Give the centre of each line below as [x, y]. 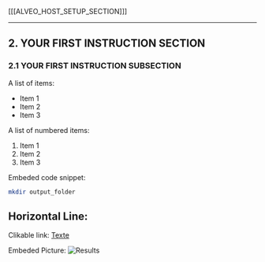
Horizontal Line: [48, 216]
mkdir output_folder [42, 192]
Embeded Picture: [37, 250]
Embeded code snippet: [47, 177]
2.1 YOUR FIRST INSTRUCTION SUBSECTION [95, 66]
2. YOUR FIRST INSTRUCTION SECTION [107, 44]
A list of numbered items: [49, 130]
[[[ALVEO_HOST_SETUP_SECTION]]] [68, 11]
